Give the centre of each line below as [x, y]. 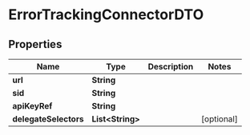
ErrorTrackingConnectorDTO [106, 15]
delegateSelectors [48, 119]
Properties [35, 44]
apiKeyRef [32, 106]
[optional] [220, 119]
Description [171, 67]
